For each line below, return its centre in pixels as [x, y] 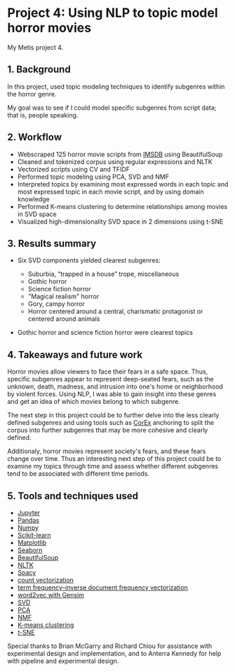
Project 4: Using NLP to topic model [113, 13]
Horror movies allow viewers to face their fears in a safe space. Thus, [108, 372]
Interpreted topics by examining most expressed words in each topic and [123, 184]
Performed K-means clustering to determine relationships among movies [122, 206]
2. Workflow [34, 138]
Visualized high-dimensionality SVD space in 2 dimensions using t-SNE [120, 221]
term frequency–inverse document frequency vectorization [102, 588]
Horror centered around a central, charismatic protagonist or [115, 312]
